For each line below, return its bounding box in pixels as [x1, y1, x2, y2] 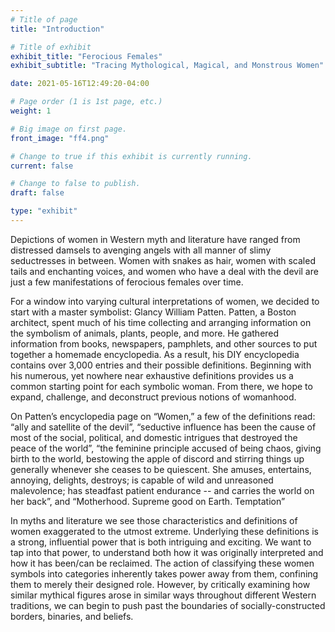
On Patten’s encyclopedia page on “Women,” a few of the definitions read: [10, 410, 316, 422]
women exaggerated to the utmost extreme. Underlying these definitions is [10, 525, 319, 537]
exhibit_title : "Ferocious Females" [10, 51, 163, 61]
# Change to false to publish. [10, 179, 141, 189]
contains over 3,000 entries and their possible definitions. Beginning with [10, 359, 312, 371]
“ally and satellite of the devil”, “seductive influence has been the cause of [10, 421, 317, 433]
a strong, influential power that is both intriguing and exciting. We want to [10, 536, 312, 548]
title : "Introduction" [10, 24, 105, 34]
